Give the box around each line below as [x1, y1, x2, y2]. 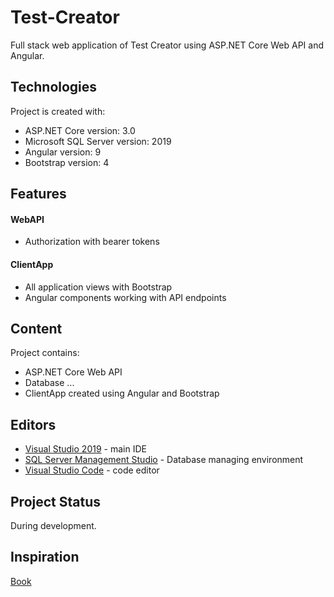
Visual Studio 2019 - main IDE [24, 443, 147, 455]
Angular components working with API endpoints [24, 291, 227, 303]
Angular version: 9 [24, 146, 102, 158]
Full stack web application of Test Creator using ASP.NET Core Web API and [10, 39, 324, 51]
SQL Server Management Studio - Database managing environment [24, 454, 304, 466]
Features [10, 186, 67, 203]
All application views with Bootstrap [24, 281, 173, 293]
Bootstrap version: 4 [24, 156, 110, 168]
